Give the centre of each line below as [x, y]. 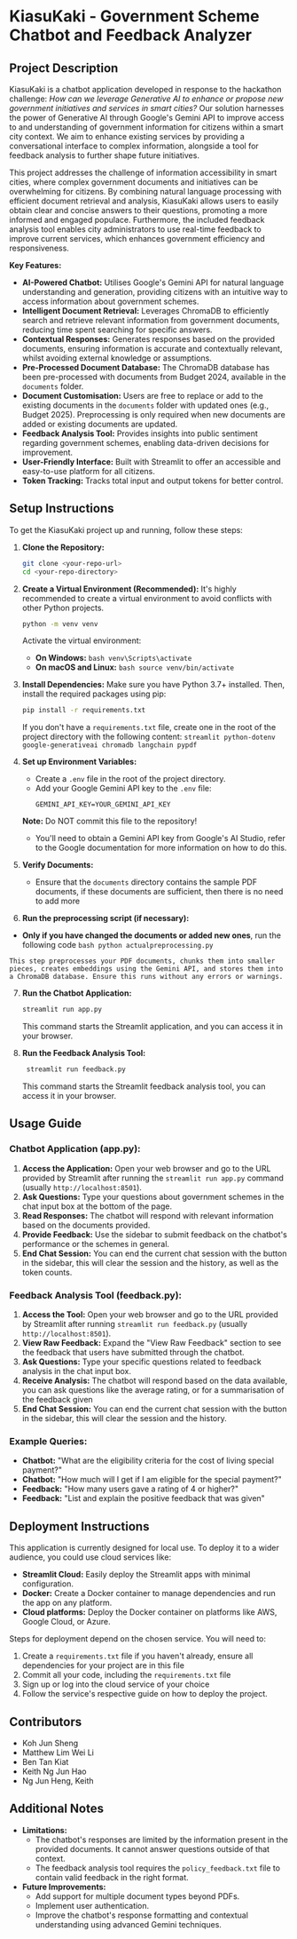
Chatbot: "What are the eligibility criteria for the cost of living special [148, 1461]
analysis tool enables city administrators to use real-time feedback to [135, 229]
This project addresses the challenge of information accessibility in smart [143, 172]
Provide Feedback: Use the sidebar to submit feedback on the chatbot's [155, 1234]
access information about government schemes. [110, 301]
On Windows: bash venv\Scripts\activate [113, 658]
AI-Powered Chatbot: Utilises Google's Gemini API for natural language [153, 282]
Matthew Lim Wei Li [58, 1752]
